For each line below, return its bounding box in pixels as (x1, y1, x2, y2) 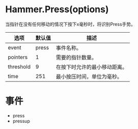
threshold (8, 63, 31, 70)
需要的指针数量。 (56, 54, 97, 61)
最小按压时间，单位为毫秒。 (56, 73, 122, 80)
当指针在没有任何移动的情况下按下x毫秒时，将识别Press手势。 (5, 21, 136, 27)
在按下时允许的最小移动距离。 (56, 63, 127, 70)
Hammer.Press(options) (5, 4, 109, 15)
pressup (12, 118, 31, 124)
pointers (8, 54, 28, 61)
